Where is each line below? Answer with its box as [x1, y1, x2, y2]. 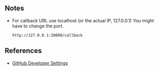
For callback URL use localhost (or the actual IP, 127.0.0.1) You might [12, 17, 154, 23]
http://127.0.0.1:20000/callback [12, 32, 83, 38]
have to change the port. [12, 23, 64, 29]
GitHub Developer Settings [12, 60, 68, 66]
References [5, 47, 42, 55]
